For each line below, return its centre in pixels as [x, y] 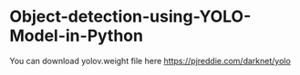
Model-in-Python [77, 36]
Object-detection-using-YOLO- [130, 17]
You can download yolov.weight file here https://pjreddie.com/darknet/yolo [150, 61]
